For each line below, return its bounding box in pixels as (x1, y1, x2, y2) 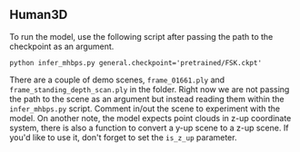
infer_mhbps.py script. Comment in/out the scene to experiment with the (9, 103, 281, 114)
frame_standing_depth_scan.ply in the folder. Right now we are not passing (9, 83, 290, 94)
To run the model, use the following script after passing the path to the (9, 31, 274, 42)
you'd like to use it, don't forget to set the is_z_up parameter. (9, 131, 237, 143)
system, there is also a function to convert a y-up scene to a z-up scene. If (9, 122, 289, 133)
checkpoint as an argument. (9, 41, 115, 52)
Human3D (9, 7, 68, 23)
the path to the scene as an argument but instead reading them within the (9, 93, 285, 104)
